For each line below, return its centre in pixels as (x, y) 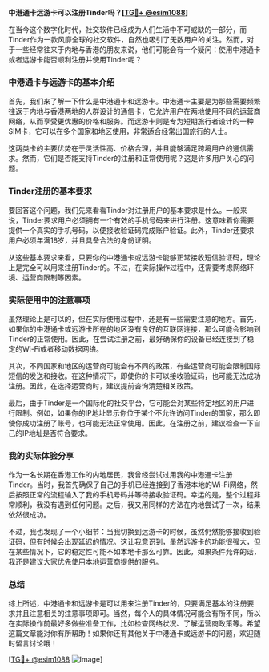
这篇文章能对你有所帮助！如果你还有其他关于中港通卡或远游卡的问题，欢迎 (131, 634)
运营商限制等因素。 (54, 277)
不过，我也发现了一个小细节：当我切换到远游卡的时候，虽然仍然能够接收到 (131, 532)
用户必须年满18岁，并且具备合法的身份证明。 (82, 240)
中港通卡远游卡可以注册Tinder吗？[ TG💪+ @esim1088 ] (98, 12)
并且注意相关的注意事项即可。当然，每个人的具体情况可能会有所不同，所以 (138, 614)
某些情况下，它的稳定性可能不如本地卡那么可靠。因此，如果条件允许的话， (138, 552)
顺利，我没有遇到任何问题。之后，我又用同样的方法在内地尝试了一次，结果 (138, 505)
